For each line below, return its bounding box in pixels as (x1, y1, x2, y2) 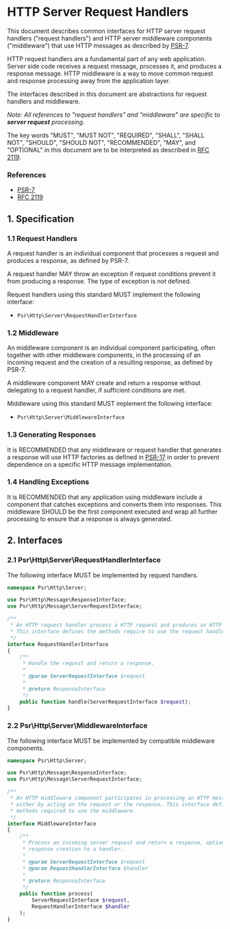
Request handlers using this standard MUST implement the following (7, 290, 201, 299)
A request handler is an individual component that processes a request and (7, 249, 219, 257)
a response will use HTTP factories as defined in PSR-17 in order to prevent (7, 452, 220, 461)
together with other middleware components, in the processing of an (7, 351, 201, 359)
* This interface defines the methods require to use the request (10, 628, 204, 635)
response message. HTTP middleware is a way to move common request (7, 69, 214, 78)
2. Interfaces (7, 535, 63, 547)
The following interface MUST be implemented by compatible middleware (7, 736, 216, 745)
